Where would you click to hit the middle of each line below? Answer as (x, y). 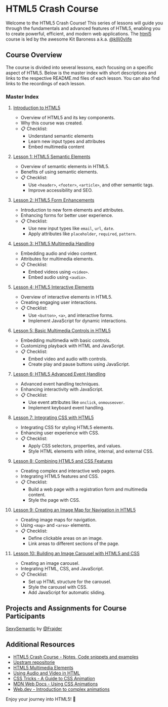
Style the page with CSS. (54, 500)
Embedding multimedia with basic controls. (66, 340)
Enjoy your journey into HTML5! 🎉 (41, 699)
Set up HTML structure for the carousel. (70, 582)
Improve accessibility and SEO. (60, 190)
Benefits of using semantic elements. (59, 172)
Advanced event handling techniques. (60, 384)
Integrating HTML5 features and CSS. (60, 476)
